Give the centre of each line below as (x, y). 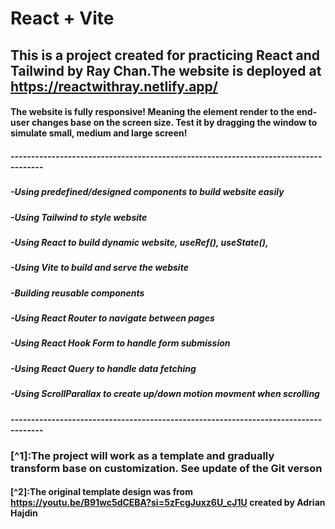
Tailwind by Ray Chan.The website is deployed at (166, 70)
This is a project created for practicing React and (165, 55)
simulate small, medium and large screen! (99, 133)
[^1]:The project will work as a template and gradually (142, 455)
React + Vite (62, 18)
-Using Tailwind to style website (79, 217)
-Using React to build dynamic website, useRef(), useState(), (139, 242)
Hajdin (24, 513)
